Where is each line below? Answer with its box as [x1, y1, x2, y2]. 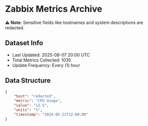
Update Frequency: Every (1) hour [12, 62, 81, 68]
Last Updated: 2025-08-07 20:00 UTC [12, 52, 90, 58]
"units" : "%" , [14, 107, 42, 113]
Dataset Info [5, 39, 43, 47]
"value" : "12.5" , [14, 103, 49, 108]
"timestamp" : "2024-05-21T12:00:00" [14, 112, 89, 117]
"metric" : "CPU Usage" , [14, 99, 63, 104]
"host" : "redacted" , [14, 94, 56, 99]
